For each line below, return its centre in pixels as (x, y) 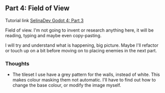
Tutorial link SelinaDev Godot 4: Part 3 (44, 20)
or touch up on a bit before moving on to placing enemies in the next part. (81, 50)
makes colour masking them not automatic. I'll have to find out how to (84, 80)
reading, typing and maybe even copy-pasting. (53, 35)
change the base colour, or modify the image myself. (67, 85)
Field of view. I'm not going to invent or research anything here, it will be (79, 30)
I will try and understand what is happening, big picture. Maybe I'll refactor (82, 45)
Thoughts (17, 63)
